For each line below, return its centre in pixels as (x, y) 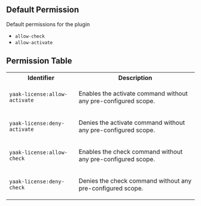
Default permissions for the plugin (48, 24)
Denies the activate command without (132, 122)
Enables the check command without (131, 152)
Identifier (41, 78)
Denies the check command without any (135, 180)
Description (135, 78)
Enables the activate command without (133, 93)
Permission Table (39, 61)
